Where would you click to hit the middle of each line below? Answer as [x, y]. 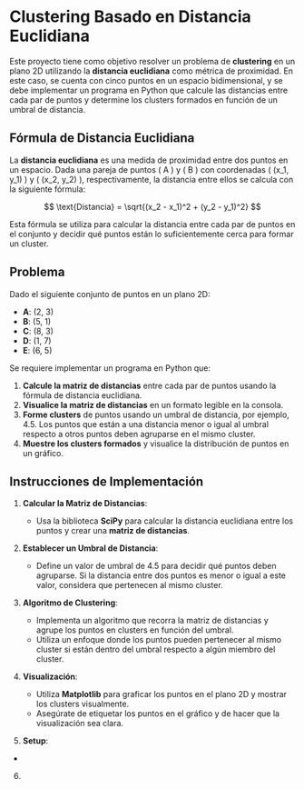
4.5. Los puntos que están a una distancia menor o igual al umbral [146, 424]
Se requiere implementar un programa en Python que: [110, 368]
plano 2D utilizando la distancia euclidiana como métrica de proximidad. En [151, 71]
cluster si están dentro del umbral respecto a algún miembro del [156, 649]
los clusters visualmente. [83, 704]
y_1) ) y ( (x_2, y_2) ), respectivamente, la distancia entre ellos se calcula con [152, 179]
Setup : [35, 741]
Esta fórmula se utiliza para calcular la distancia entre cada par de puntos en [152, 224]
